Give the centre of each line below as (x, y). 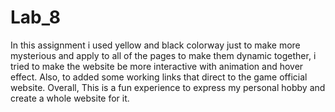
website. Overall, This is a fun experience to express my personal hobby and (168, 87)
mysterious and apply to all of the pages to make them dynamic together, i (163, 55)
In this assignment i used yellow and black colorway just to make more (155, 45)
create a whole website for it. (70, 98)
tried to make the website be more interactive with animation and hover (157, 66)
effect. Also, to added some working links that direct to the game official (159, 77)
